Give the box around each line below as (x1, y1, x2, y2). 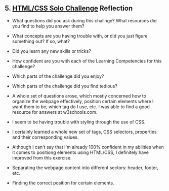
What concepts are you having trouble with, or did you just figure (12, 33, 148, 39)
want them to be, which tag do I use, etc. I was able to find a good (12, 104, 150, 110)
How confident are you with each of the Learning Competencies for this (12, 58, 162, 64)
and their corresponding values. (12, 134, 79, 140)
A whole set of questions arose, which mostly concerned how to (12, 92, 146, 99)
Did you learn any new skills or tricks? (12, 48, 92, 54)
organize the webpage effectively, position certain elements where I (12, 98, 154, 104)
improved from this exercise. (12, 154, 72, 161)
